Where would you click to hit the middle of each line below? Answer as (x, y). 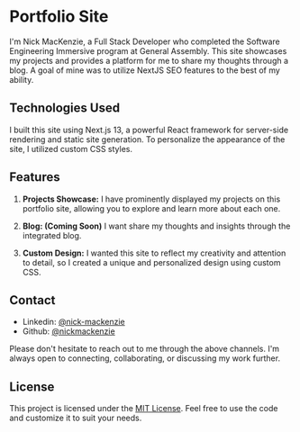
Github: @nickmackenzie (68, 331)
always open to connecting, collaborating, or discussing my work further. (145, 358)
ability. (22, 79)
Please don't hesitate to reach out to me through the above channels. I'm (145, 349)
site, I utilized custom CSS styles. (71, 148)
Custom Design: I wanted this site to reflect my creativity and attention (154, 253)
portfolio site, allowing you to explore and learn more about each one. (151, 208)
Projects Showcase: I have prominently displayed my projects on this (151, 199)
